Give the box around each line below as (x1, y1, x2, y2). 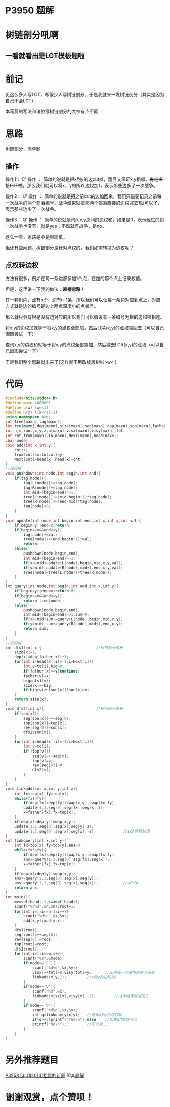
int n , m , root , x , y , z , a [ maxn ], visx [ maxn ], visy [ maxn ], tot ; (5, 428, 125, 433)
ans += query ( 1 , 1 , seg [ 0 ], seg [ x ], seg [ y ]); (14, 876, 99, 881)
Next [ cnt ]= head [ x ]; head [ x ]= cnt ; (14, 457, 82, 462)
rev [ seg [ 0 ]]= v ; (32, 763, 65, 768)
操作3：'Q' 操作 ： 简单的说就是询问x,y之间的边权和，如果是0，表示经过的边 (5, 217, 164, 223)
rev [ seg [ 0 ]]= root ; (14, 937, 53, 942)
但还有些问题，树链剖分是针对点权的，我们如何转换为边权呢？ (5, 245, 134, 251)
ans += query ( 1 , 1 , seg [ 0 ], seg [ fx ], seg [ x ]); (23, 857, 110, 862)
